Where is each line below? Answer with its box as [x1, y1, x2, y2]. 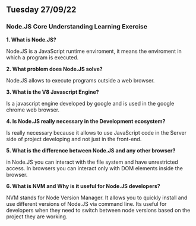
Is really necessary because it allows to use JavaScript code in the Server [6, 129, 187, 136]
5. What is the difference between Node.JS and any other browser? [6, 147, 176, 154]
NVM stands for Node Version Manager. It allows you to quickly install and [6, 194, 188, 201]
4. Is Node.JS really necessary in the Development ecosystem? [6, 117, 166, 125]
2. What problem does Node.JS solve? [6, 65, 103, 72]
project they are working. [6, 213, 68, 220]
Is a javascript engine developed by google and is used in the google [6, 100, 175, 107]
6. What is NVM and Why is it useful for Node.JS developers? [6, 182, 160, 189]
